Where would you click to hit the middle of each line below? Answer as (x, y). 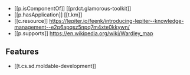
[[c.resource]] (31, 21)
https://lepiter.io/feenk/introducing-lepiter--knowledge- (117, 21)
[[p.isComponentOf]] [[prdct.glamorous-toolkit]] (73, 8)
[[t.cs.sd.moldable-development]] (55, 66)
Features (22, 52)
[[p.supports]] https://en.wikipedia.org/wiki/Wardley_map (83, 33)
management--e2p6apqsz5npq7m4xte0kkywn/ (72, 27)
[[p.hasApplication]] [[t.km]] (48, 15)
